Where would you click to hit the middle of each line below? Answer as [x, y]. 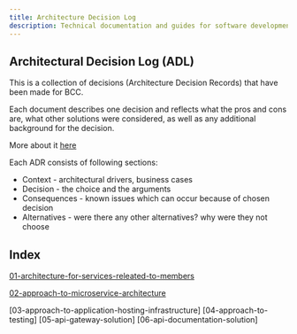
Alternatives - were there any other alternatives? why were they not [145, 217]
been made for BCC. [46, 92]
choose [36, 227]
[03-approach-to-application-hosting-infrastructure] [105, 310]
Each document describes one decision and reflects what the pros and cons [148, 109]
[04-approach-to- [235, 310]
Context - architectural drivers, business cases [107, 180]
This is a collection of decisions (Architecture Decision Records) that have [144, 83]
